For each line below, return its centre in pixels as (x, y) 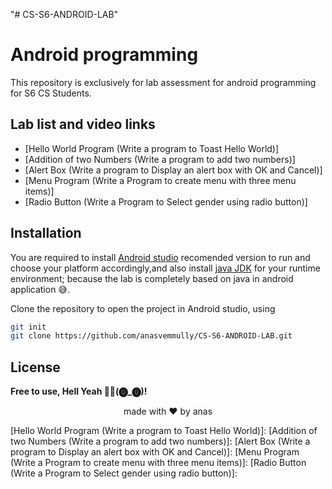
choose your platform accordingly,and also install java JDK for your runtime (165, 268)
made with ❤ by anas (168, 411)
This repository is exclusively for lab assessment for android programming (163, 82)
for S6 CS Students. (51, 93)
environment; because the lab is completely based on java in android (152, 278)
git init (28, 327)
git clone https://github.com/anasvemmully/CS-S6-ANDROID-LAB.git (151, 336)
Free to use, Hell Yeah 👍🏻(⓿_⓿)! (79, 391)
